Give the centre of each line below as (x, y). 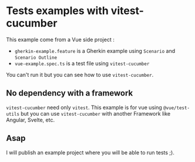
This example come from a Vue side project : (60, 39)
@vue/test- (176, 108)
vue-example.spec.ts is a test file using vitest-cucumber (82, 63)
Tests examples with (57, 11)
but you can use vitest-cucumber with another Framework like (95, 113)
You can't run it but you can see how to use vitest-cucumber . (80, 75)
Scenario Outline (36, 58)
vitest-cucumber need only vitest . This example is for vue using (84, 107)
